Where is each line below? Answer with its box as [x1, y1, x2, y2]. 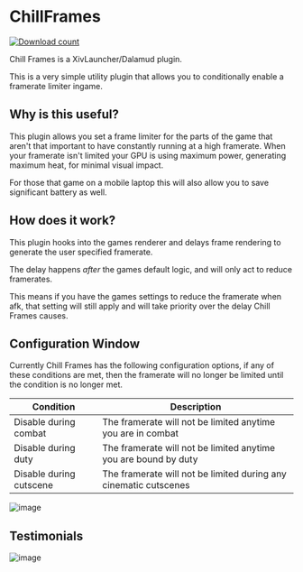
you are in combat [102, 427, 179, 439]
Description [170, 401, 222, 413]
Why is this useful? [9, 106, 120, 123]
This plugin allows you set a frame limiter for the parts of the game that [9, 131, 273, 142]
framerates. [9, 273, 52, 284]
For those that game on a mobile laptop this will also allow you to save [9, 177, 269, 188]
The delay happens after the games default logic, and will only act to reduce [9, 263, 293, 274]
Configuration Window [9, 336, 141, 351]
